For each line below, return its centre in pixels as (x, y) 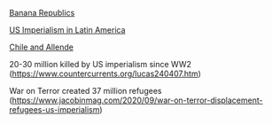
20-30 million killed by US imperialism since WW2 (101, 64)
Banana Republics (42, 13)
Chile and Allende (41, 47)
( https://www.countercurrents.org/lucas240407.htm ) (105, 74)
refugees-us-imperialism (54, 109)
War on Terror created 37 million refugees (85, 91)
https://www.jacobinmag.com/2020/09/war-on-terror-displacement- (137, 100)
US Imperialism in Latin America (67, 30)
